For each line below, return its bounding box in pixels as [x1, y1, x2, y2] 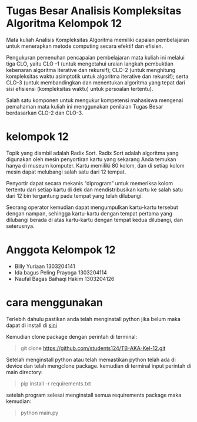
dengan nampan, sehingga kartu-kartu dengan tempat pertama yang [6, 210, 172, 217]
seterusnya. [6, 223, 35, 230]
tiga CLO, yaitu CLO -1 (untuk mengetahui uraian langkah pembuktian [6, 60, 173, 67]
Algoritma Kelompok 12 [6, 17, 122, 30]
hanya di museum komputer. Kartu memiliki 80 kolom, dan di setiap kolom [6, 162, 185, 169]
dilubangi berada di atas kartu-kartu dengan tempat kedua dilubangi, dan [6, 216, 183, 223]
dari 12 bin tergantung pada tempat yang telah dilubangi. [6, 192, 143, 199]
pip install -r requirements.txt [20, 380, 91, 387]
